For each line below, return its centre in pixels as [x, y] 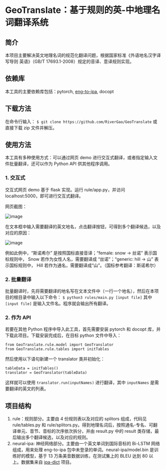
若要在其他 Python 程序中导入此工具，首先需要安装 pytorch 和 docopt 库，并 [83, 329]
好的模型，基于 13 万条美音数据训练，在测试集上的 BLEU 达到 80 [82, 456]
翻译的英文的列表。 [29, 389]
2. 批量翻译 [18, 279]
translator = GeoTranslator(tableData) [46, 373]
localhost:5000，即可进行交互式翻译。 [44, 196]
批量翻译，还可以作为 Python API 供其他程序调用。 [61, 164]
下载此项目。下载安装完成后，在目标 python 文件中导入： [63, 336]
